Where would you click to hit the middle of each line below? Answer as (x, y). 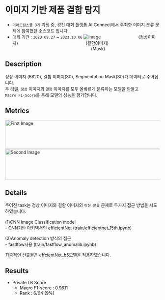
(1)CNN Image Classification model (41, 222)
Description (23, 64)
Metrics (17, 111)
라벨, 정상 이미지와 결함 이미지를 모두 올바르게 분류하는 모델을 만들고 (74, 89)
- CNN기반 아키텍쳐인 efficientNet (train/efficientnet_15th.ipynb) (69, 228)
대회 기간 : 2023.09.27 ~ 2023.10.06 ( (76, 37)
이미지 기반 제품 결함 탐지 (53, 10)
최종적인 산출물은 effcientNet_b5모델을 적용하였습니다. (58, 255)
